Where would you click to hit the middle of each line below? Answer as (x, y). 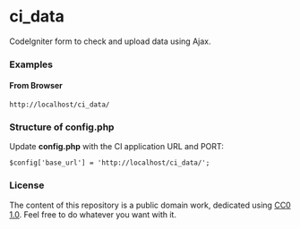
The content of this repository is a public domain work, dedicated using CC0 (150, 205)
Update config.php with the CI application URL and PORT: (116, 147)
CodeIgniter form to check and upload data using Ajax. (110, 41)
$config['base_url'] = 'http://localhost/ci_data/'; (110, 163)
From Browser (36, 86)
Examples (31, 64)
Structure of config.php (62, 127)
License (27, 185)
